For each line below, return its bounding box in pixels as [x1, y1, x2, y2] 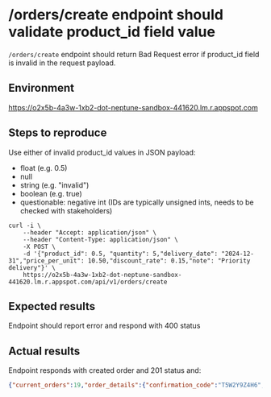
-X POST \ [23, 242, 56, 250]
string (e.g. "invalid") [19, 180, 90, 190]
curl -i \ [8, 221, 42, 230]
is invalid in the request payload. [8, 58, 116, 68]
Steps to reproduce [8, 126, 107, 140]
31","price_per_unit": [8, 256, 85, 265]
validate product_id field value [8, 23, 216, 41]
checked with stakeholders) [19, 205, 113, 215]
